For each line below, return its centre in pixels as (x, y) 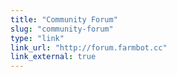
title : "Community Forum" (64, 19)
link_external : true (53, 57)
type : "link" (37, 38)
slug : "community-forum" (62, 29)
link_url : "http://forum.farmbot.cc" (89, 47)
